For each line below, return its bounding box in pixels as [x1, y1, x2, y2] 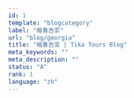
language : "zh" [8, 77, 58, 85]
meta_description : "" [8, 56, 80, 64]
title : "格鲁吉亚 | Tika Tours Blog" [8, 41, 128, 49]
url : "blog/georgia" [8, 33, 76, 42]
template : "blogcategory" [8, 19, 93, 27]
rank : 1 [8, 70, 34, 78]
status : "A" [8, 63, 47, 71]
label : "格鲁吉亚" [8, 26, 65, 34]
